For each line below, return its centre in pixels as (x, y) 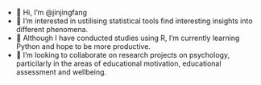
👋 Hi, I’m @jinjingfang (51, 12)
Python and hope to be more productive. (83, 47)
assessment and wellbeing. (61, 72)
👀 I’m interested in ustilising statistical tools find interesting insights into (134, 21)
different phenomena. (52, 29)
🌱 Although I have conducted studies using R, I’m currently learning (128, 38)
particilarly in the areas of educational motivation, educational (118, 63)
